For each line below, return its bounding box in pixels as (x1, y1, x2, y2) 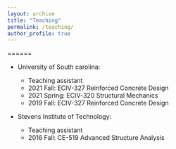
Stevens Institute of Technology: (17, 112, 112, 121)
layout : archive (7, 10, 55, 18)
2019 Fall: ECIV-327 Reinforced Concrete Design (27, 99, 169, 108)
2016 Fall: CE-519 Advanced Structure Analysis (27, 134, 165, 142)
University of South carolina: (17, 63, 101, 71)
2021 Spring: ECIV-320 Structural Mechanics (27, 91, 158, 100)
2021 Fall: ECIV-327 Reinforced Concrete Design (27, 84, 169, 92)
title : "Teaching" (7, 17, 61, 24)
